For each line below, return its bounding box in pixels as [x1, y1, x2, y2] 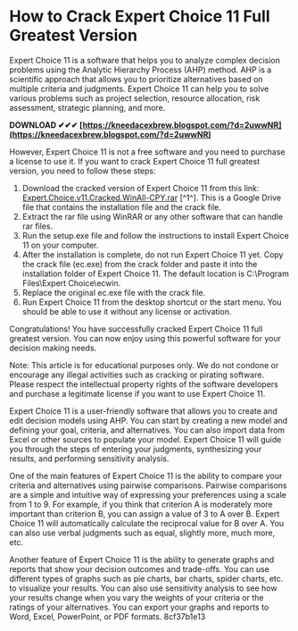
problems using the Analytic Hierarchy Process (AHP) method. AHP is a [9, 64, 272, 75]
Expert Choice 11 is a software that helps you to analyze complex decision [9, 55, 281, 65]
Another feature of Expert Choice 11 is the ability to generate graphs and [9, 554, 275, 565]
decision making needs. [9, 342, 97, 353]
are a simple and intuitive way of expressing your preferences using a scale [9, 489, 287, 500]
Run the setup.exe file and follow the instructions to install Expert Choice [21, 230, 290, 240]
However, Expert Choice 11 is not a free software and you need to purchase [9, 146, 286, 157]
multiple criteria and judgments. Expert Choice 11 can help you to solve [9, 83, 269, 94]
